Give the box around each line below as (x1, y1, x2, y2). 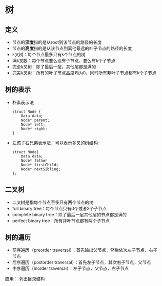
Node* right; (21, 126, 48, 131)
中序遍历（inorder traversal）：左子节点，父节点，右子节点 (12, 265, 129, 271)
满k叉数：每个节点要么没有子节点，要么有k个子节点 (12, 58, 116, 64)
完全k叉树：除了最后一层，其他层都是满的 (12, 64, 96, 69)
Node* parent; (21, 118, 50, 123)
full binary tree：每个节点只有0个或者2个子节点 (12, 205, 107, 211)
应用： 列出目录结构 (5, 276, 45, 282)
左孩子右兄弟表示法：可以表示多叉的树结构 (12, 140, 98, 146)
